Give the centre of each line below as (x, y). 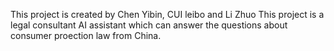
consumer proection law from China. (86, 35)
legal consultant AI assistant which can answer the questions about (149, 25)
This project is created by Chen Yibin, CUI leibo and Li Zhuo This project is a (167, 14)
